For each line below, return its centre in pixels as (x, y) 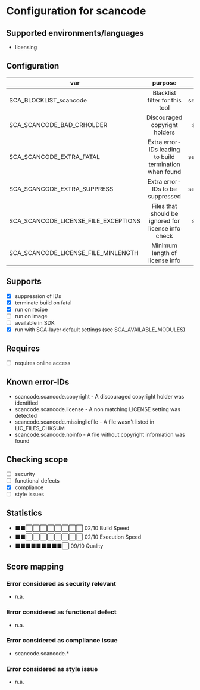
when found (165, 172)
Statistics (24, 513)
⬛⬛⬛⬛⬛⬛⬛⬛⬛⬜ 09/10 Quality (59, 546)
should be (164, 213)
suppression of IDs (38, 296)
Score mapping (35, 566)
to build (164, 157)
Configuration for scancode (76, 11)
